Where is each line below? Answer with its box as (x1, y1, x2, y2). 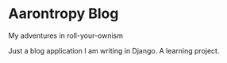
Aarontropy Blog (8, 5, 119, 23)
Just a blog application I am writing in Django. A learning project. (8, 46, 220, 55)
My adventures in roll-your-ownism (8, 31, 124, 40)
